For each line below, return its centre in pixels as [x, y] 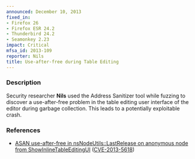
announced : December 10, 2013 [44, 12]
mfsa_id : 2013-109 [29, 51]
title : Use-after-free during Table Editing [63, 62]
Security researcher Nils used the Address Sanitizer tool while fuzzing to [96, 96]
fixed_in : [19, 17]
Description [24, 82]
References [23, 130]
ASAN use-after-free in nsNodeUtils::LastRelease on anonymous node [101, 143]
